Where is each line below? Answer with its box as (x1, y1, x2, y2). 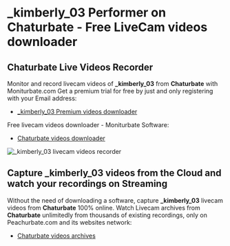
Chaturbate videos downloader (17, 134, 105, 142)
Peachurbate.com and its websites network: (7, 218, 132, 226)
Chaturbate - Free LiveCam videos (7, 19, 208, 35)
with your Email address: (7, 94, 77, 102)
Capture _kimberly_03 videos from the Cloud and (7, 167, 222, 179)
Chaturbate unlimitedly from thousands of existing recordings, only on (7, 211, 208, 219)
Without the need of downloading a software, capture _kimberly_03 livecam (7, 196, 224, 204)
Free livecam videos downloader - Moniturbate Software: (7, 121, 169, 128)
